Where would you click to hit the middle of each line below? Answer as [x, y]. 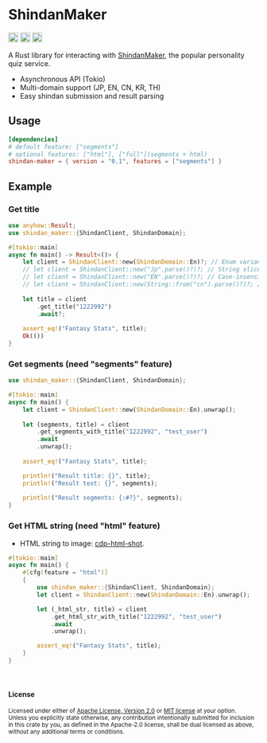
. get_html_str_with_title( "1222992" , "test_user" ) [136, 616]
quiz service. [29, 63]
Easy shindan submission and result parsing [92, 96]
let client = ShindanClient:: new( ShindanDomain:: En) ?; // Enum [130, 262]
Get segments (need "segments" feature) [90, 364]
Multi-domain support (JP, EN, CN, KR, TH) [90, 87]
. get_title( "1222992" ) [74, 307]
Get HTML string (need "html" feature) [84, 526]
